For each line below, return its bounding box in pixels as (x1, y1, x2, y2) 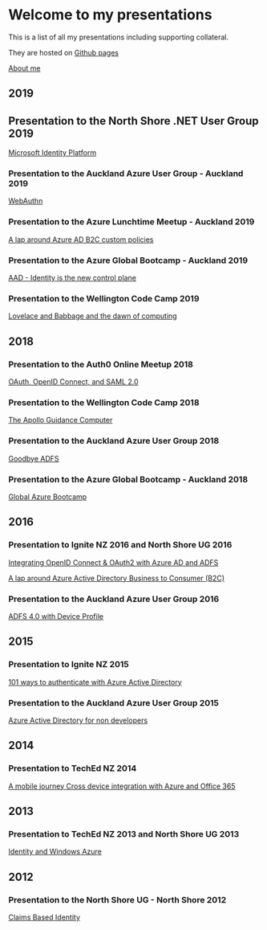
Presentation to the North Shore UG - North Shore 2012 (8, 894, 227, 905)
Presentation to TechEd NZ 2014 (8, 763, 137, 774)
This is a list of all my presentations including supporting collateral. (8, 32, 229, 42)
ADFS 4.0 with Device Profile (8, 611, 104, 621)
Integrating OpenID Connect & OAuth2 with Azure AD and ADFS (8, 557, 219, 567)
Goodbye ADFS (8, 453, 59, 463)
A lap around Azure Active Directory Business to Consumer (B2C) (8, 573, 225, 583)
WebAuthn (8, 196, 43, 206)
